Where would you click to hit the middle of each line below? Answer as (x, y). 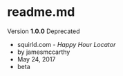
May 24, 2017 (36, 59)
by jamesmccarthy (44, 52)
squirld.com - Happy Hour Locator (66, 44)
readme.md (41, 12)
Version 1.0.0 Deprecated (44, 31)
